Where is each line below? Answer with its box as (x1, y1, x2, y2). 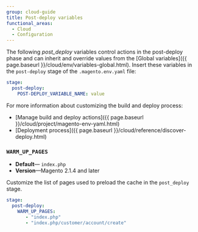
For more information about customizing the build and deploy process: (6, 102, 183, 109)
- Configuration (12, 32, 53, 38)
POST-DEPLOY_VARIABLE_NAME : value (17, 91, 105, 97)
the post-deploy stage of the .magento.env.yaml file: (6, 68, 136, 75)
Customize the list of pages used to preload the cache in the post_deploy (6, 179, 189, 186)
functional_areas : (6, 20, 53, 26)
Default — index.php (15, 161, 66, 168)
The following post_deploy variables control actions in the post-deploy (6, 48, 183, 55)
